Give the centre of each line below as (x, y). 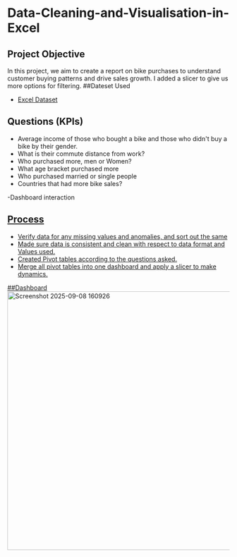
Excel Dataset (37, 99)
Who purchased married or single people (77, 176)
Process (26, 220)
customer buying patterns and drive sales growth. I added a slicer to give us (118, 78)
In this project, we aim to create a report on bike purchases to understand (114, 71)
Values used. (36, 251)
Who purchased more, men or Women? (74, 161)
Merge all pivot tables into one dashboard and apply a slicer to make (117, 267)
